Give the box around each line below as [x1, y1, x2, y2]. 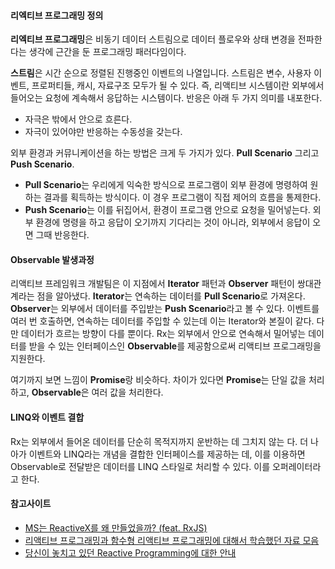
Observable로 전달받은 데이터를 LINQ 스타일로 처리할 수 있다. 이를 [10, 460, 271, 472]
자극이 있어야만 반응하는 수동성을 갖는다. [24, 126, 183, 138]
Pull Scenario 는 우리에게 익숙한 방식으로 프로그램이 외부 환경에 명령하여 [24, 179, 308, 191]
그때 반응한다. [35, 229, 90, 241]
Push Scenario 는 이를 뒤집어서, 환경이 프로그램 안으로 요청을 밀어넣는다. [24, 204, 311, 216]
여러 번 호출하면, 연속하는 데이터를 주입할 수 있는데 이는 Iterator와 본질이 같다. [10, 315, 315, 327]
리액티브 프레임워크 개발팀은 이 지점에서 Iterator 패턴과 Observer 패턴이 [10, 278, 295, 290]
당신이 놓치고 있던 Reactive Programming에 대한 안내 [24, 546, 237, 559]
